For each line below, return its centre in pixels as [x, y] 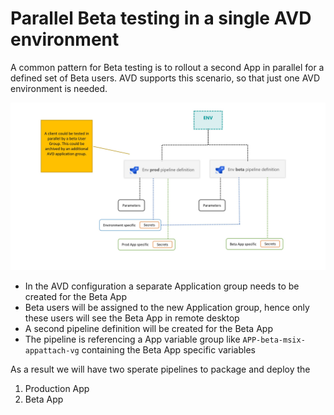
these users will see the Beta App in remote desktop [132, 318]
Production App [57, 388]
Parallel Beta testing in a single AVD [161, 18]
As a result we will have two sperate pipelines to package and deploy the [160, 369]
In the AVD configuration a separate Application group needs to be [162, 286]
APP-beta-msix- [274, 340]
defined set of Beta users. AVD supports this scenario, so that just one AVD [165, 78]
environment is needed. [59, 88]
